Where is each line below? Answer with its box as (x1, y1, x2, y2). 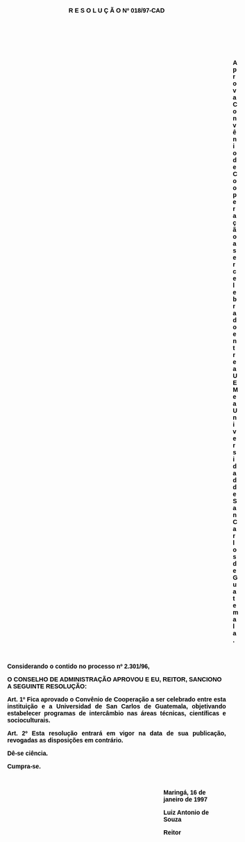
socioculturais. (7, 717, 51, 724)
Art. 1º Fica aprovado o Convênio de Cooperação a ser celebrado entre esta (7, 696, 227, 703)
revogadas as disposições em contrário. (7, 736, 124, 744)
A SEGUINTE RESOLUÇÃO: (7, 683, 87, 690)
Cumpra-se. (7, 763, 42, 770)
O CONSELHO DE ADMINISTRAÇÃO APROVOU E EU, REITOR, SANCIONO (7, 676, 222, 683)
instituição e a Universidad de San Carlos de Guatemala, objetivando (7, 703, 226, 710)
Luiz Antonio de (163, 809, 210, 816)
